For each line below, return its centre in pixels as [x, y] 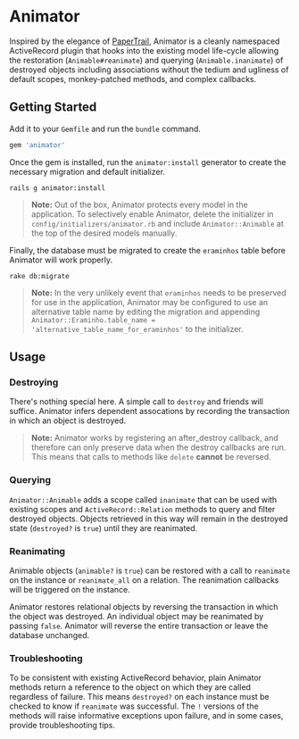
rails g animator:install [57, 188]
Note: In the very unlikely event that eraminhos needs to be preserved [159, 293]
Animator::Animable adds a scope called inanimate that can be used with [143, 499]
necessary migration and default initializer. [87, 171]
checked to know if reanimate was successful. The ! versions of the [134, 706]
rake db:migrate [39, 276]
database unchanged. [50, 635]
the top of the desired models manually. [104, 233]
